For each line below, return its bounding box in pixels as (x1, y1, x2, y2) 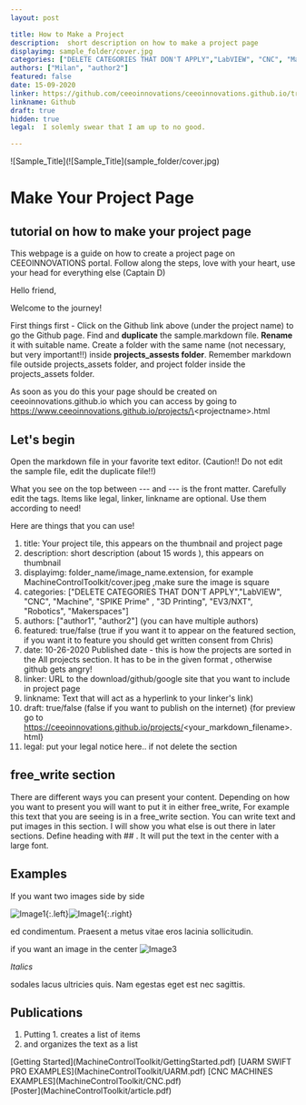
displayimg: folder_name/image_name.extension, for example (23, 566, 253, 578)
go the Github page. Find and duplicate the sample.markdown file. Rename (10, 329, 293, 341)
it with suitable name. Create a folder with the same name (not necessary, (10, 340, 286, 350)
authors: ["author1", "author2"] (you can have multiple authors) (23, 615, 259, 626)
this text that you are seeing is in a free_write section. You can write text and (10, 811, 296, 822)
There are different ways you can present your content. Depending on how (10, 791, 291, 802)
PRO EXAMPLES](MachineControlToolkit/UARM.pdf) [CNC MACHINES (10, 1066, 273, 1077)
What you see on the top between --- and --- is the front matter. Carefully (10, 483, 287, 494)
